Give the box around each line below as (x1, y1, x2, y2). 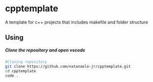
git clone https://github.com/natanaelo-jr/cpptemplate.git (5, 64, 131, 69)
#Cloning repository (5, 59, 48, 64)
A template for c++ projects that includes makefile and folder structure (5, 19, 149, 25)
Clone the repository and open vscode (5, 47, 85, 53)
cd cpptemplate (5, 69, 36, 74)
